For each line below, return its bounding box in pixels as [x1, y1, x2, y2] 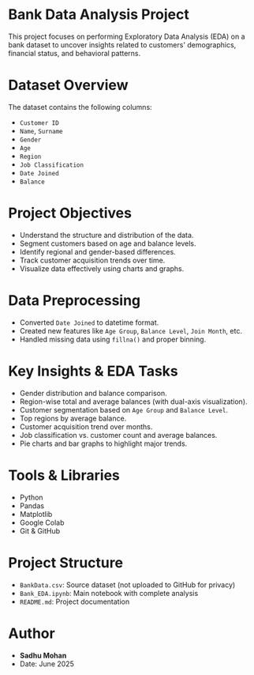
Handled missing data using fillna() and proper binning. [19, 334, 207, 344]
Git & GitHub [19, 526, 61, 535]
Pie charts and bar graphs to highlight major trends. [19, 439, 188, 448]
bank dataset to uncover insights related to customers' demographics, [8, 40, 237, 49]
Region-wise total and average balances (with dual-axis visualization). [19, 397, 248, 406]
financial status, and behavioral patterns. [8, 48, 141, 58]
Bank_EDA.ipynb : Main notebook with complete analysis [19, 588, 199, 598]
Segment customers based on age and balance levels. [19, 239, 196, 248]
